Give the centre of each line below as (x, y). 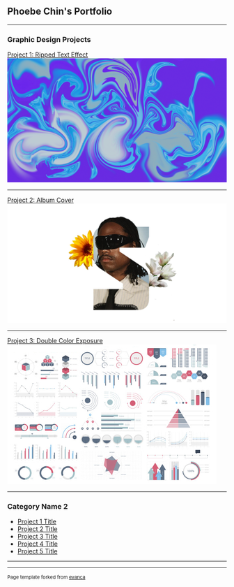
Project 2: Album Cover (41, 200)
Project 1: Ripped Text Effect (48, 55)
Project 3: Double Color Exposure (55, 340)
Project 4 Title (37, 544)
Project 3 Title (37, 537)
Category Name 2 (38, 506)
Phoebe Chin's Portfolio (60, 12)
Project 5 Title (37, 551)
